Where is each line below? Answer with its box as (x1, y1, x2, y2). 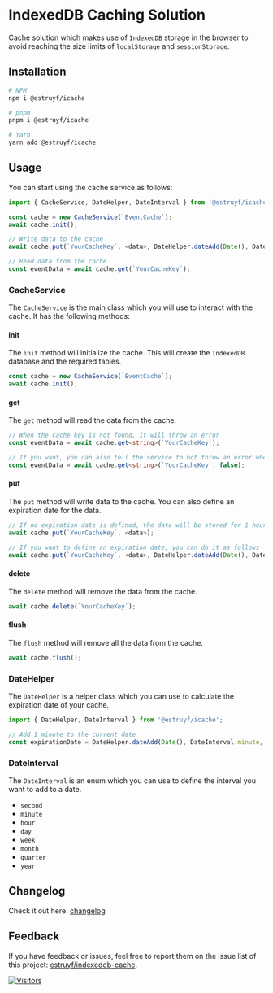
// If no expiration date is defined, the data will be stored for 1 (8, 521, 249, 529)
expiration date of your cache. (8, 700, 110, 710)
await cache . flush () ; (8, 653, 82, 662)
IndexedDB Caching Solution (8, 6, 206, 24)
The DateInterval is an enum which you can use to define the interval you (8, 775, 256, 786)
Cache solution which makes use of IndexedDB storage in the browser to (8, 33, 249, 42)
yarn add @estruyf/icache (8, 138, 96, 147)
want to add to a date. (8, 784, 82, 794)
